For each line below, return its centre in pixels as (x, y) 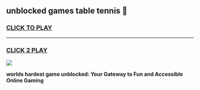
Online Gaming (25, 80)
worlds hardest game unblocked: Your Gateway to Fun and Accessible (95, 74)
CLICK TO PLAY (29, 28)
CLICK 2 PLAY (27, 50)
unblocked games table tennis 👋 (67, 11)
